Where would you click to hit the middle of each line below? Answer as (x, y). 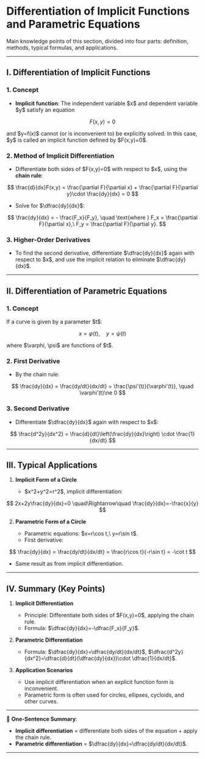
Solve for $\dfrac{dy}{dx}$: (50, 205)
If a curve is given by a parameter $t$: (54, 321)
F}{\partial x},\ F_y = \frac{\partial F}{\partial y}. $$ (103, 223)
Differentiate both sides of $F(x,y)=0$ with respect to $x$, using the (101, 169)
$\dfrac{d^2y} (166, 652)
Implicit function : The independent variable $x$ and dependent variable (106, 103)
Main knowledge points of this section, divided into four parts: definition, (98, 41)
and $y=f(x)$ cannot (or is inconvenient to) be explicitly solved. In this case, (102, 133)
